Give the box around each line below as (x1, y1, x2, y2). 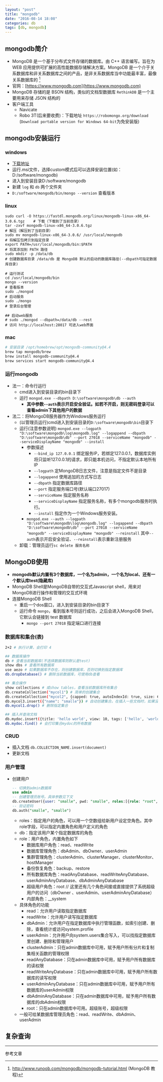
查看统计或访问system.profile (35, 926, 94, 932)
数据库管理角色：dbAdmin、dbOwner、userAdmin (26, 848, 127, 854)
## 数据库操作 (5, 654, 30, 659)
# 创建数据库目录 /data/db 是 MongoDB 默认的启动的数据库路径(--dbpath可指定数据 (5, 257, 157, 261)
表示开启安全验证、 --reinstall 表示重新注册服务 (35, 536, 132, 542)
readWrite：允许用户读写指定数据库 (26, 914, 98, 920)
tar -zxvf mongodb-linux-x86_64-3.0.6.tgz (5, 223, 92, 228)
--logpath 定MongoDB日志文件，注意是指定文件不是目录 (33, 468, 147, 474)
